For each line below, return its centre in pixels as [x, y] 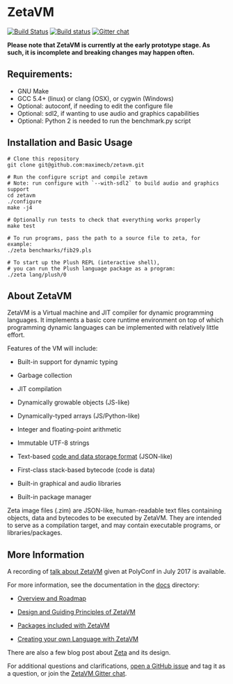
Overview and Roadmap [52, 599]
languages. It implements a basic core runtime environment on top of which [115, 320]
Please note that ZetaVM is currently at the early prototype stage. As [109, 45]
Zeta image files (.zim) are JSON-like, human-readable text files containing [114, 510]
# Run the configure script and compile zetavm [78, 177]
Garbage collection [45, 375]
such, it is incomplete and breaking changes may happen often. [101, 52]
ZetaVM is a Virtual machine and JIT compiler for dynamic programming [111, 313]
